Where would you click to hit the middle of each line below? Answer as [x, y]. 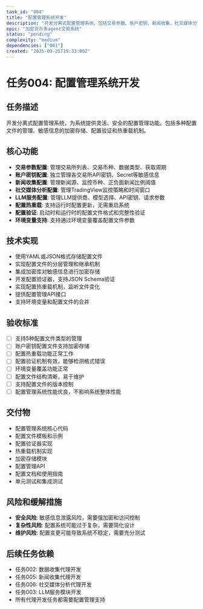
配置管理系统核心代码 [41, 428]
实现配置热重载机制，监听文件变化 [57, 287]
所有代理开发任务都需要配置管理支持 [60, 600]
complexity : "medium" [34, 40]
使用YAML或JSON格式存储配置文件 [59, 256]
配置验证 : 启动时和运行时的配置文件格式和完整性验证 [80, 212]
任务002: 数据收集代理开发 [48, 570]
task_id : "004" [25, 12]
